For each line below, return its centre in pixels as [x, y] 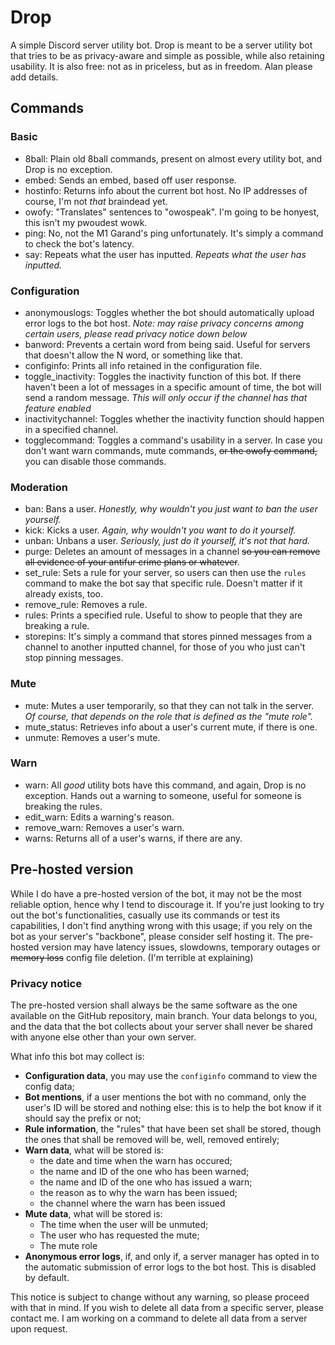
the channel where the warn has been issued [132, 1203]
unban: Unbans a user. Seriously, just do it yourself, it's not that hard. [167, 541]
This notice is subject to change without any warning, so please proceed [160, 1297]
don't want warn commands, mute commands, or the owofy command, [171, 450]
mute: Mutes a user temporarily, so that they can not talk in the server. [169, 705]
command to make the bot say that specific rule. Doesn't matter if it [163, 583]
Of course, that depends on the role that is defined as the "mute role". [169, 716]
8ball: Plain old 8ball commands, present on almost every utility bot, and [173, 158]
